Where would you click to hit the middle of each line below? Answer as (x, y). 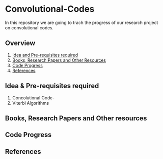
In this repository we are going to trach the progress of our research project (81, 23)
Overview (20, 43)
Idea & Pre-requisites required (52, 86)
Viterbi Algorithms (30, 103)
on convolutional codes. (29, 27)
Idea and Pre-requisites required (45, 55)
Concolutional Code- (33, 98)
